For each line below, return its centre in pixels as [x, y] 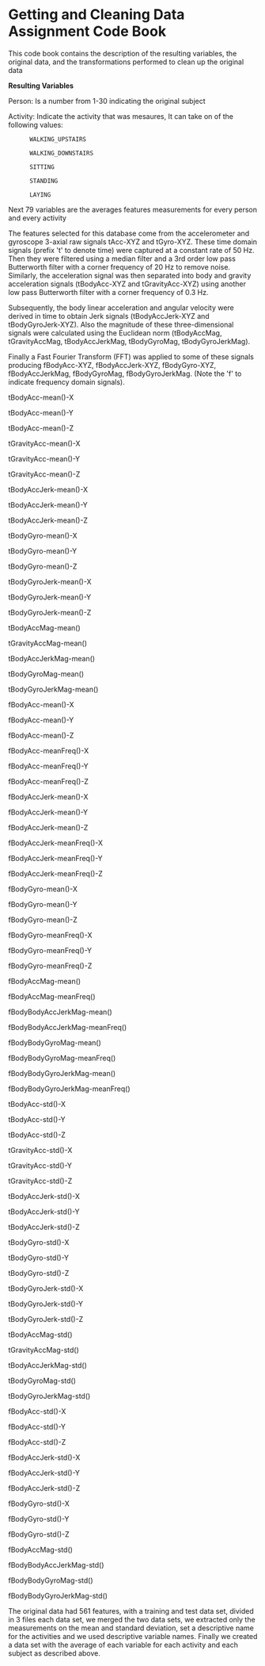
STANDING [44, 181]
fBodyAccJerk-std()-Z [44, 1488]
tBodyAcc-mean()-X [41, 397]
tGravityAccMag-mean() [48, 643]
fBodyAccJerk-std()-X [44, 1457]
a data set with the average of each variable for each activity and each [123, 1645]
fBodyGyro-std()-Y [39, 1519]
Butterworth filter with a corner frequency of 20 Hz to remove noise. [119, 266]
